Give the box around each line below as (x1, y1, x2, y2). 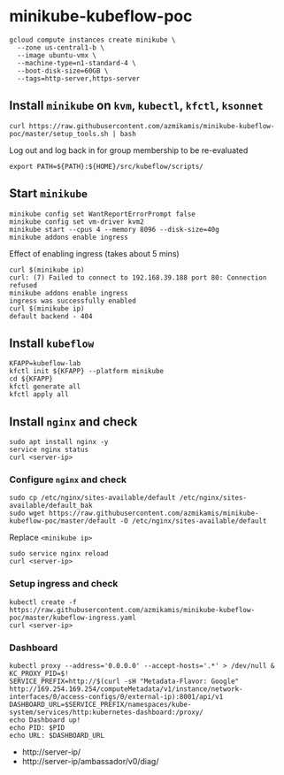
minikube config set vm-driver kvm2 (9, 217, 144, 226)
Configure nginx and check (9, 473, 127, 486)
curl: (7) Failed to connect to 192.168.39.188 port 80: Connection (9, 272, 267, 282)
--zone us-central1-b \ (17, 42, 104, 52)
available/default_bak (9, 502, 93, 510)
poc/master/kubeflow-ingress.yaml (9, 613, 137, 622)
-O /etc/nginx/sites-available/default (119, 517, 267, 526)
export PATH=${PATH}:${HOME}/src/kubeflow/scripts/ (9, 162, 203, 171)
